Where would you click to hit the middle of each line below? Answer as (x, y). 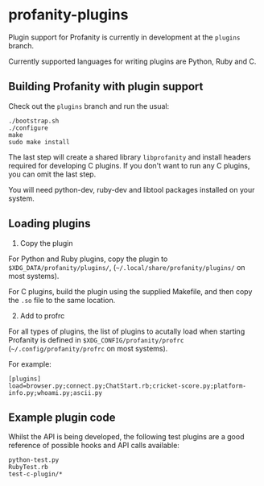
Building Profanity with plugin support (106, 87)
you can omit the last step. (52, 174)
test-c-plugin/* (35, 474)
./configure (28, 128)
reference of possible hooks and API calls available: (94, 446)
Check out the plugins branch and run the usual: (89, 106)
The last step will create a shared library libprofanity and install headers (130, 157)
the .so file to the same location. (62, 300)
